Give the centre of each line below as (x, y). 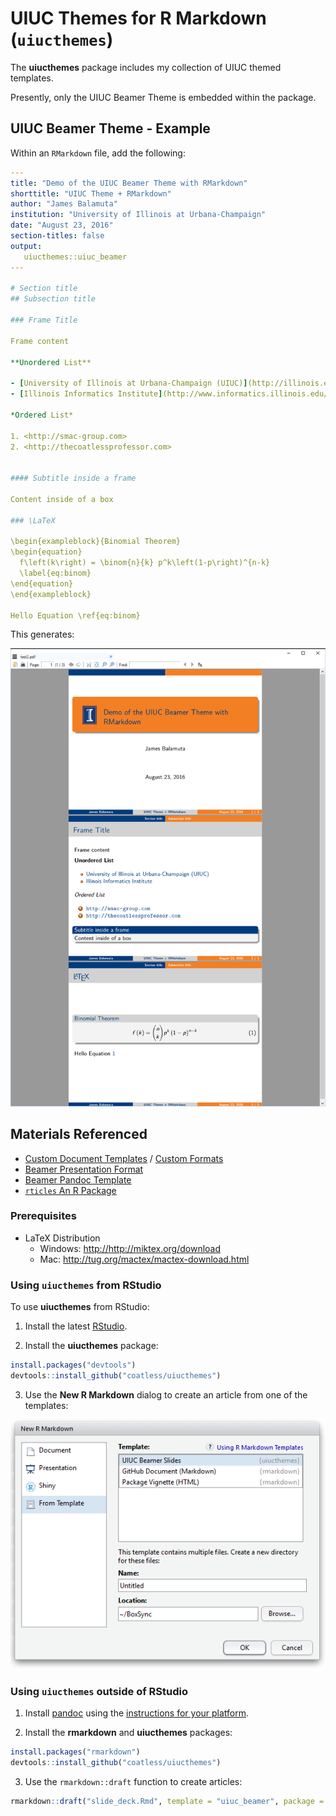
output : (26, 246)
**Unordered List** (51, 362)
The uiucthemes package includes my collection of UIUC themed (146, 67)
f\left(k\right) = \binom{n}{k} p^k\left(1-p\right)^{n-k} (145, 563)
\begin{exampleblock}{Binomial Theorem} (96, 542)
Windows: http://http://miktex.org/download (130, 1248)
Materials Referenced (79, 1134)
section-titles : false (57, 236)
